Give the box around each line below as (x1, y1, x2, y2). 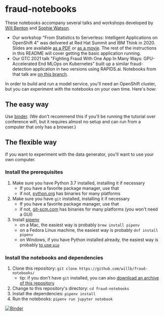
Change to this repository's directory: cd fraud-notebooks (12, 285, 130, 291)
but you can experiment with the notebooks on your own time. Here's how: (5, 86, 157, 92)
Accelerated (12, 61, 37, 67)
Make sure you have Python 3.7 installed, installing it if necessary (12, 180, 145, 186)
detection (12, 66, 32, 72)
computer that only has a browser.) (5, 124, 76, 130)
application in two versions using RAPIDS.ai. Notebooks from (33, 66, 157, 72)
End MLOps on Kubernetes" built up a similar (38, 61, 130, 67)
